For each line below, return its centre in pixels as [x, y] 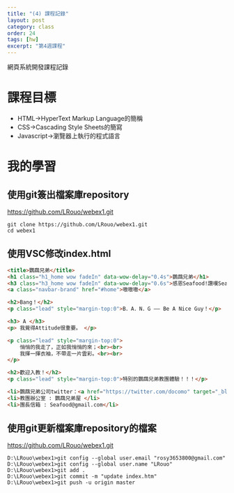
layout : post [26, 20]
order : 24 [22, 33]
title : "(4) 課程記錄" [38, 14]
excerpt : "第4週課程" [37, 46]
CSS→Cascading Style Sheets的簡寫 [70, 127]
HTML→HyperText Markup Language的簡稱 [80, 118]
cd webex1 [22, 230]
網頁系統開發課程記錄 [38, 67]
